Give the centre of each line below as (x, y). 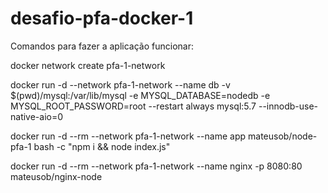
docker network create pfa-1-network (88, 65)
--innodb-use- (288, 106)
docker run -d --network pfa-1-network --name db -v (120, 84)
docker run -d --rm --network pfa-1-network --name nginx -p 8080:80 (156, 166)
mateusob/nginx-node (56, 176)
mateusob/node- (283, 136)
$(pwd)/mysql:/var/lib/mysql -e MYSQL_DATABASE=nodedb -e (140, 95)
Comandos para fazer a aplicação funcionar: (102, 46)
